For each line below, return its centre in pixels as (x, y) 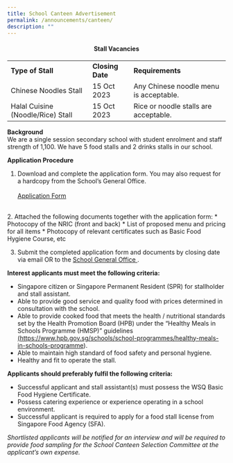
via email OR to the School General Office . (78, 259)
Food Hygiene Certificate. (54, 394)
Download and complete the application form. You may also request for (119, 174)
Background (25, 132)
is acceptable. (156, 94)
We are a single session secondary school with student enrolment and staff (115, 139)
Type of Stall (32, 70)
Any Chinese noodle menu (176, 86)
